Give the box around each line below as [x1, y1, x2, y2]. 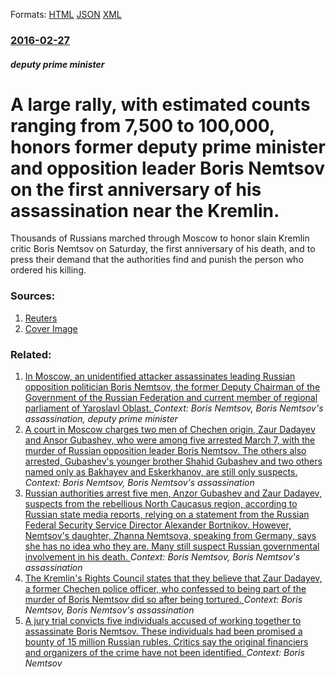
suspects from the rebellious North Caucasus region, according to [24, 498, 298, 510]
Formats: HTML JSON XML [10, 9, 122, 20]
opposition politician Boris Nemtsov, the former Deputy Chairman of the [24, 381, 321, 393]
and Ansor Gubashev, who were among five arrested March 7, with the [24, 434, 316, 446]
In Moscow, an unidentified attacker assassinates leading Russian [24, 370, 296, 383]
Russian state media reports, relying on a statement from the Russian [24, 509, 310, 521]
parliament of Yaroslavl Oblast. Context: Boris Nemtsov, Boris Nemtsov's [24, 402, 324, 414]
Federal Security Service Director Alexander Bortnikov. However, [24, 519, 292, 531]
